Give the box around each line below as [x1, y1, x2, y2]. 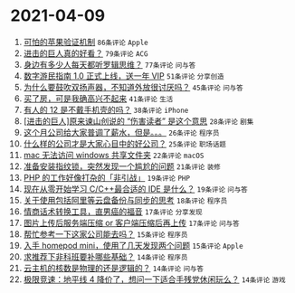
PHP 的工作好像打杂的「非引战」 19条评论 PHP [23, 172, 191, 183]
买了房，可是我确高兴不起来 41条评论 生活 [23, 92, 174, 104]
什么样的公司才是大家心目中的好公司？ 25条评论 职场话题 [23, 137, 227, 149]
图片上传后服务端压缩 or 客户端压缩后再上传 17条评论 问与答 [23, 217, 240, 228]
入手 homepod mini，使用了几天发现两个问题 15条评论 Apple [23, 240, 243, 250]
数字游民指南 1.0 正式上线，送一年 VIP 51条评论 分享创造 [23, 70, 224, 81]
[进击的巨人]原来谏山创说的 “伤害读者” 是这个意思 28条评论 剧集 [23, 115, 254, 127]
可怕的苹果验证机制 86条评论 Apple [23, 36, 148, 47]
